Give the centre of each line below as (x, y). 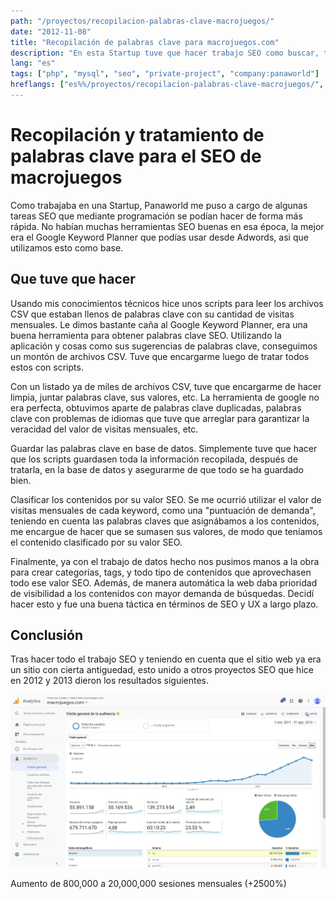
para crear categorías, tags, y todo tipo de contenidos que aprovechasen (161, 572)
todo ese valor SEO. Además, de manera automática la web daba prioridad (164, 582)
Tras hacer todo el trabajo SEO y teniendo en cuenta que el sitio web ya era (166, 659)
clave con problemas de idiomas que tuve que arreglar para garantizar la (160, 418)
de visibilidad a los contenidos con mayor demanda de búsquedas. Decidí (162, 593)
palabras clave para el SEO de (136, 156)
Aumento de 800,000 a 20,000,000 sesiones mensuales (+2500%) (148, 884)
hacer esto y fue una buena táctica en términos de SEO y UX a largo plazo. (164, 604)
